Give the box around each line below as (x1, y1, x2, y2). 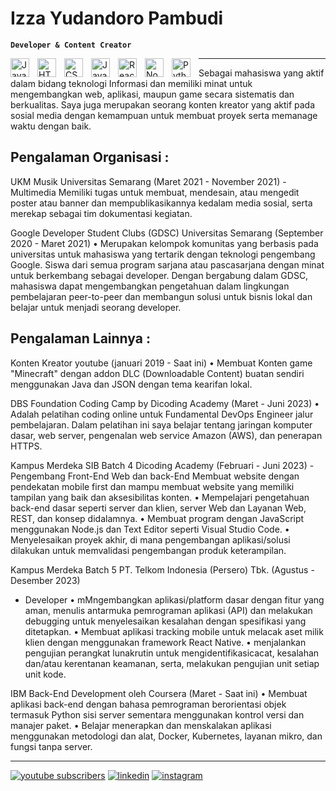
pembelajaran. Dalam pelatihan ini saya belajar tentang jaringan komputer (10, 418, 313, 431)
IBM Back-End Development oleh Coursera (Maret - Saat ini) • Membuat (10, 687, 308, 699)
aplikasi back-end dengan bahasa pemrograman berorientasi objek (10, 698, 287, 710)
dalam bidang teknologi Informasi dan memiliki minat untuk (10, 77, 253, 89)
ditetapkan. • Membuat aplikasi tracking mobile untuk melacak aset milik (24, 625, 324, 637)
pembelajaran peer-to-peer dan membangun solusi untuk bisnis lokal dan (10, 290, 313, 302)
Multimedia (10, 186, 57, 198)
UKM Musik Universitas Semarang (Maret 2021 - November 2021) (10, 175, 281, 187)
